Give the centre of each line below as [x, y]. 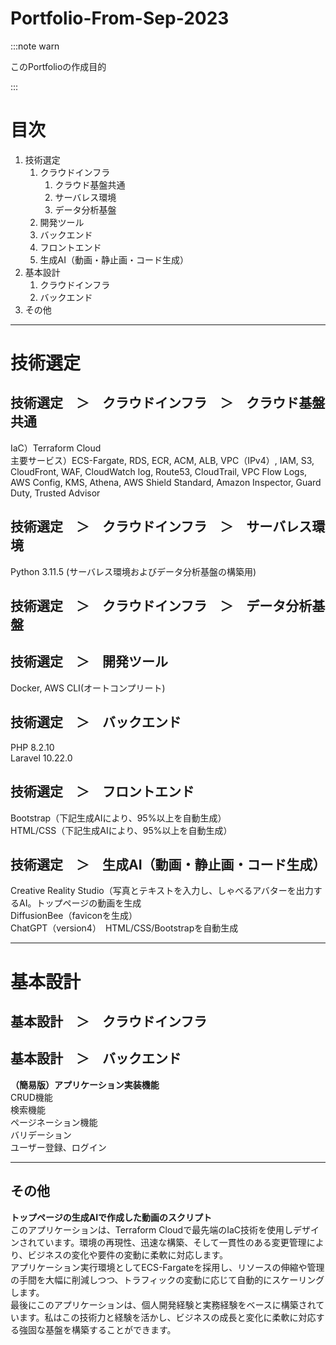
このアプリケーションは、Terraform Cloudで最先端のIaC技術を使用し [152, 1229]
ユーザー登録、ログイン [58, 1147]
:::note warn [35, 46]
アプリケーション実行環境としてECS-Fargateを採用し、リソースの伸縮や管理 [167, 1267]
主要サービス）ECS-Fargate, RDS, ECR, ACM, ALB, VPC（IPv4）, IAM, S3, [162, 460]
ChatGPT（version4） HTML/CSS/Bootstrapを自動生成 [124, 928]
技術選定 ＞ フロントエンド [102, 792]
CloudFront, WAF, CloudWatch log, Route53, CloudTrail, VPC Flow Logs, [159, 471]
